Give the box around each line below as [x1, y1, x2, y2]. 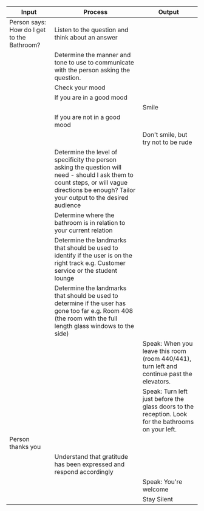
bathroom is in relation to [54, 219, 126, 227]
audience [54, 201, 81, 209]
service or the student [54, 267, 117, 275]
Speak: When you [142, 340, 193, 348]
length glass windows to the [54, 322, 135, 330]
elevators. [142, 377, 171, 385]
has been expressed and [54, 460, 125, 468]
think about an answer [54, 33, 118, 41]
